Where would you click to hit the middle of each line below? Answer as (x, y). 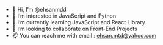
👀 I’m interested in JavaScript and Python (64, 16)
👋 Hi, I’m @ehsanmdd (39, 9)
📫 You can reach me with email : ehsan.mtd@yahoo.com (84, 36)
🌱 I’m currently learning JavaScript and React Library (78, 22)
